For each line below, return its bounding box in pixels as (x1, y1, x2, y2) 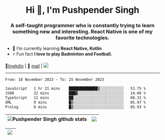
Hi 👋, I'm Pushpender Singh (26, 4, 139, 16)
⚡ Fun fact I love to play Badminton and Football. (12, 51, 112, 57)
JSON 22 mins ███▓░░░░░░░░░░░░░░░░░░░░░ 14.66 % (5, 91, 146, 96)
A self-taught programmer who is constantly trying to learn (10, 22, 155, 29)
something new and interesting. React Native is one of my (12, 28, 153, 35)
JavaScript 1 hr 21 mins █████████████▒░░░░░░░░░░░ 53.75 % (5, 86, 146, 91)
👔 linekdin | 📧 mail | (5, 63, 43, 69)
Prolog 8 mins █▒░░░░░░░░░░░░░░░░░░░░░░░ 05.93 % (5, 105, 146, 109)
